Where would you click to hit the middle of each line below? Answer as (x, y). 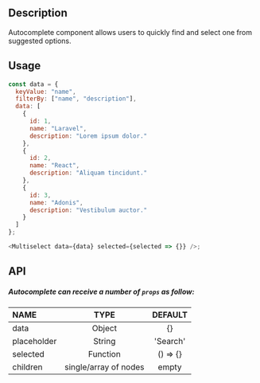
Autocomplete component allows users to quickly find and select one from (130, 32)
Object (105, 328)
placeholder (35, 342)
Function (104, 354)
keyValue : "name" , (46, 92)
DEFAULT (170, 315)
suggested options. (40, 41)
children (27, 367)
